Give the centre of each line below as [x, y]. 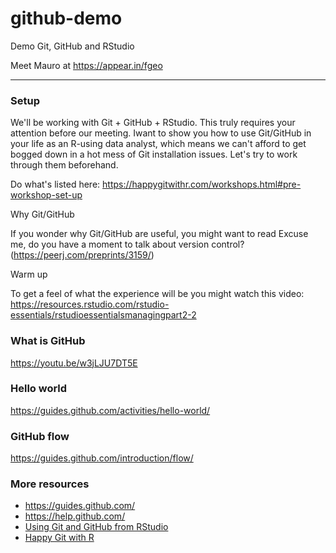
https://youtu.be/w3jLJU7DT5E [74, 363]
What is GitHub [48, 341]
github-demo [66, 18]
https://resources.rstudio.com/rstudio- [90, 304]
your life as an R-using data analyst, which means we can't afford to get [158, 144]
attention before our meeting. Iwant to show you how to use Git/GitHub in [161, 133]
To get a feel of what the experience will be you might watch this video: [157, 294]
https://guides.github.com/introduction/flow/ [102, 458]
